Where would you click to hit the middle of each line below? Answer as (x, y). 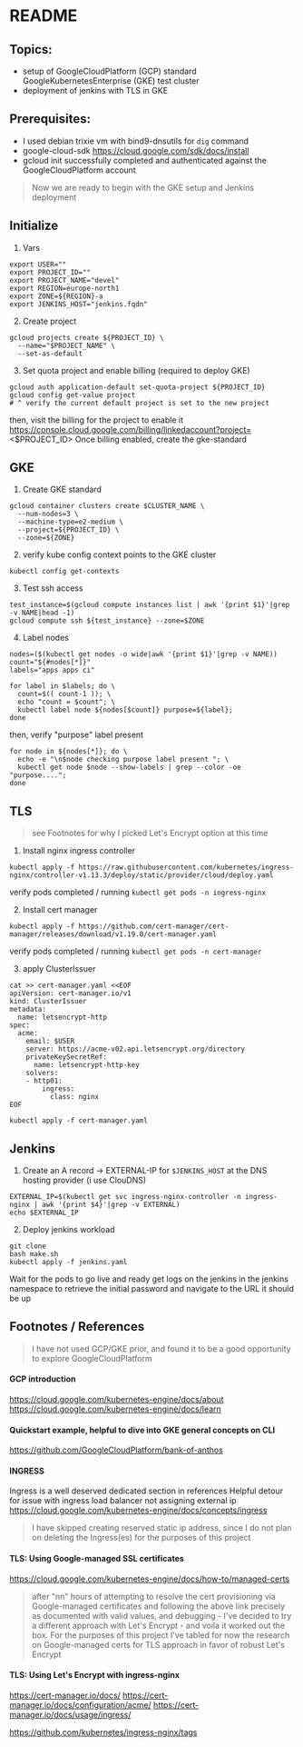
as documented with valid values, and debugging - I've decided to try (161, 1615)
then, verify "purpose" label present (76, 735)
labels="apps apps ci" (52, 670)
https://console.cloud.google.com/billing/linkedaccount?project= (131, 429)
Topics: (31, 50)
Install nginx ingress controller (79, 851)
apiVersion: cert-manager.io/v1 (70, 993)
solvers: (42, 1073)
